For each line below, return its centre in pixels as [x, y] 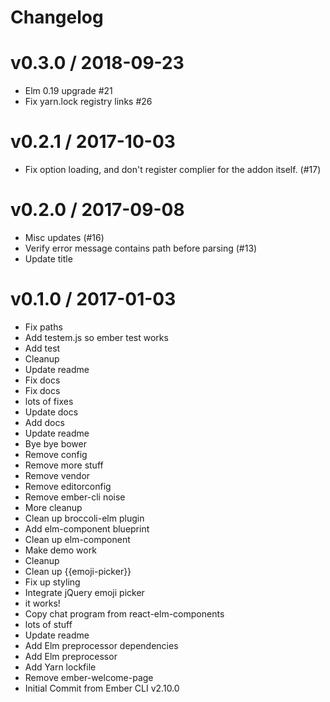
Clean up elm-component [77, 539]
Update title [48, 259]
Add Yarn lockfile [60, 667]
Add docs [44, 422]
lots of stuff [48, 624]
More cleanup [53, 507]
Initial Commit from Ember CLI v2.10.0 [102, 688]
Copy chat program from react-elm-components [124, 613]
